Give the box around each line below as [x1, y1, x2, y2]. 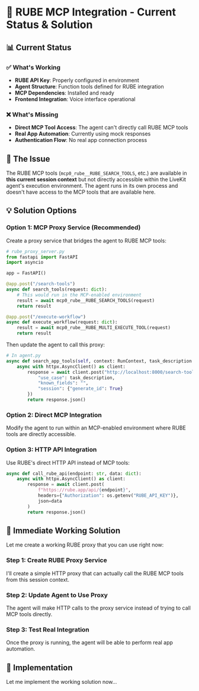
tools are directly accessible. [6, 431, 76, 438]
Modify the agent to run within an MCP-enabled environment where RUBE [6, 424, 187, 431]
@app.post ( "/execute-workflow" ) [6, 314, 86, 320]
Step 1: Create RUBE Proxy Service [6, 556, 108, 564]
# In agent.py [6, 353, 41, 359]
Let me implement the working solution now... [6, 679, 117, 686]
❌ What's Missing [6, 110, 59, 118]
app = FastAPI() [6, 270, 46, 276]
